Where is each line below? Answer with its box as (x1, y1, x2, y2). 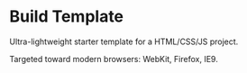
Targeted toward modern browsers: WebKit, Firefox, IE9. (9, 53, 218, 64)
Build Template (9, 6, 124, 27)
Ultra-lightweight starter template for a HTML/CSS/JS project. (9, 36, 239, 47)
